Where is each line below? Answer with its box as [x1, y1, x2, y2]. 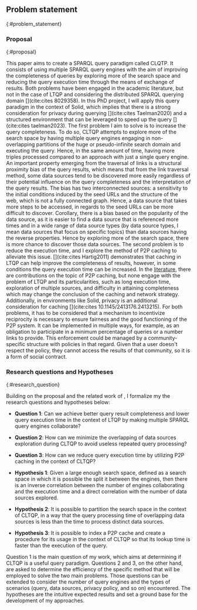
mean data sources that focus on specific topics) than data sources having [6, 229, 187, 236]
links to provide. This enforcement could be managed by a [6, 334, 147, 341]
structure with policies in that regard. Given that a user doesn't [26, 341, 178, 348]
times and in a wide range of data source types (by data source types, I [6, 222, 179, 229]
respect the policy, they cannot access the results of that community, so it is [6, 347, 191, 354]
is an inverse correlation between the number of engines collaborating [14, 482, 185, 489]
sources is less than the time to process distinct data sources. [14, 518, 164, 525]
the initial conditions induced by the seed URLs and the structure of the [6, 191, 178, 198]
